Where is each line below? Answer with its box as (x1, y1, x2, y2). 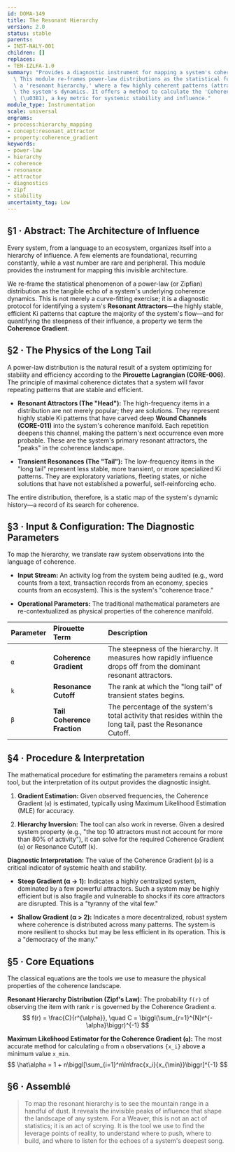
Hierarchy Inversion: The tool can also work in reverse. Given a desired (17, 820, 225, 828)
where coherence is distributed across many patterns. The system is (17, 920, 215, 929)
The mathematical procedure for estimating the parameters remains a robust (7, 771, 228, 779)
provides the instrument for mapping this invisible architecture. (7, 265, 188, 274)
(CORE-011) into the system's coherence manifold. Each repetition (17, 421, 208, 429)
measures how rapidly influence (108, 653, 213, 662)
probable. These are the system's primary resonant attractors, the (17, 436, 208, 445)
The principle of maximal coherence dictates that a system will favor (7, 377, 204, 386)
